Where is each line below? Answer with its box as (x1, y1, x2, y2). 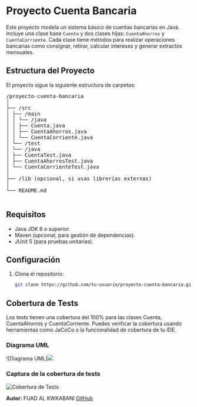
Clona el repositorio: (14, 270, 64, 277)
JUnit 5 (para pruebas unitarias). (14, 237, 94, 245)
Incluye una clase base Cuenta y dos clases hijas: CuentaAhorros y (6, 29, 165, 37)
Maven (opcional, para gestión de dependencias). (14, 231, 135, 239)
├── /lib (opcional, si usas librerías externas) (6, 175, 152, 182)
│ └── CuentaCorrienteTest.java (6, 163, 99, 170)
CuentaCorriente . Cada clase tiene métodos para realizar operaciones (6, 36, 175, 43)
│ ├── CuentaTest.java (6, 151, 72, 158)
